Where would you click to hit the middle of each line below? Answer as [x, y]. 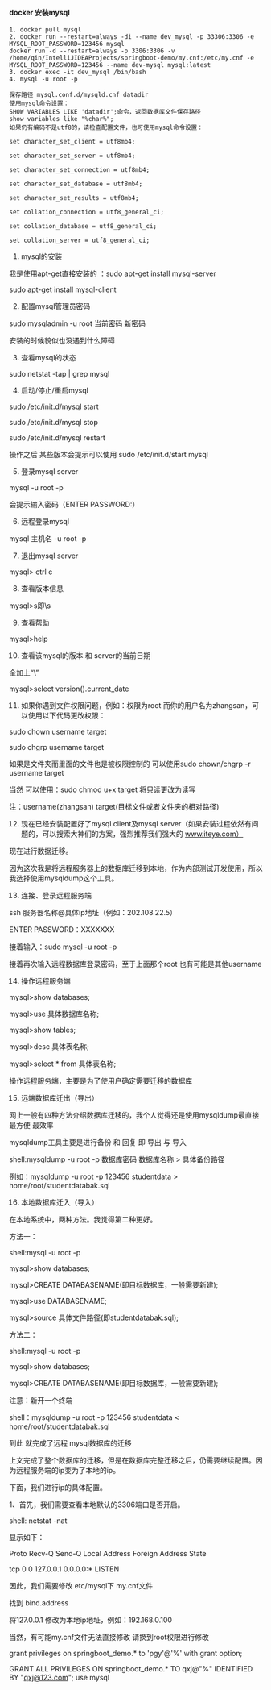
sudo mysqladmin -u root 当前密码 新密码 [78, 323]
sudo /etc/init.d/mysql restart [57, 438]
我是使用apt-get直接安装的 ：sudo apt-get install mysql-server [113, 273]
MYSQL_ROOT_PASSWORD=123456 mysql [67, 44]
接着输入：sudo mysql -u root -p [63, 947]
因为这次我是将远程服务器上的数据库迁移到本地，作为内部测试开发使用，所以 [136, 868]
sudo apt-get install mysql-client [63, 289]
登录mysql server [49, 472]
